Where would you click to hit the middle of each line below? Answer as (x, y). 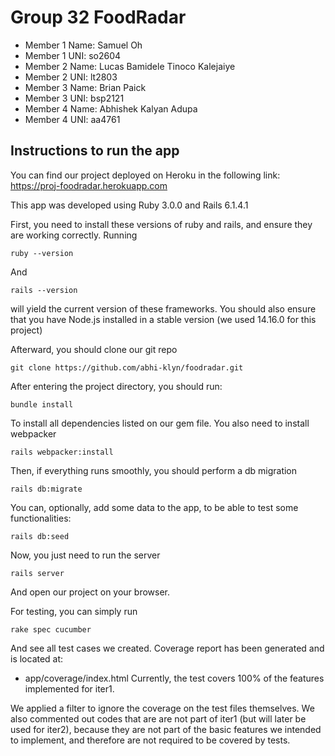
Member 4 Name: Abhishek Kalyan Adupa (111, 108)
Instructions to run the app (95, 151)
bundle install (42, 404)
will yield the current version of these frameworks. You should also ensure (163, 308)
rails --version (44, 290)
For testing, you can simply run (74, 611)
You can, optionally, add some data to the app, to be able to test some (154, 507)
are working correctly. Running (74, 235)
